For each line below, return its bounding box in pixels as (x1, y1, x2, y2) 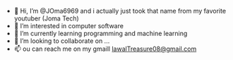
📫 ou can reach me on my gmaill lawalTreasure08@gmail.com (13, 44, 197, 53)
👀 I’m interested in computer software (13, 22, 124, 30)
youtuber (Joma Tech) (13, 14, 79, 23)
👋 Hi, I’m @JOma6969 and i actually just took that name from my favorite (13, 7, 227, 15)
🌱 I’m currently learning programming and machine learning (13, 29, 188, 37)
